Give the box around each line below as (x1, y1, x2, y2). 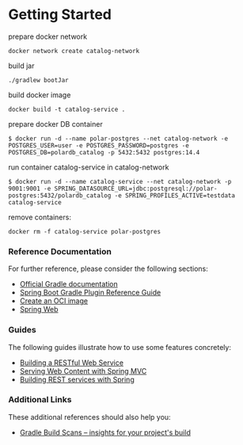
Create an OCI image (19, 296, 89, 306)
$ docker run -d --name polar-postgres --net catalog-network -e (8, 135, 228, 143)
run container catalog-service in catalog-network (8, 162, 169, 172)
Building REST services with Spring (19, 375, 135, 384)
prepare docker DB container (8, 119, 103, 128)
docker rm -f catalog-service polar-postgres (8, 227, 161, 235)
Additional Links (8, 394, 72, 405)
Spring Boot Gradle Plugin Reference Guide (19, 287, 161, 298)
